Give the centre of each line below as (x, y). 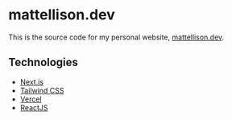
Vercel (31, 99)
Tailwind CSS (42, 90)
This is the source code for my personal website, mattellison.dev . (116, 37)
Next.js (32, 81)
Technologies (43, 62)
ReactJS (34, 107)
